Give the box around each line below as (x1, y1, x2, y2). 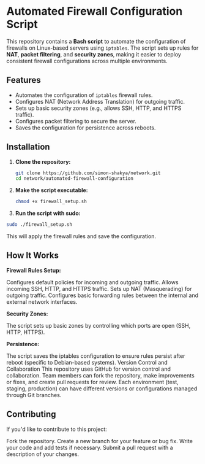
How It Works (6, 250, 59, 261)
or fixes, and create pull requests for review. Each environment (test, (6, 378, 179, 385)
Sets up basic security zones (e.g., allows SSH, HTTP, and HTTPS (15, 104, 182, 112)
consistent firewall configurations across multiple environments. (6, 57, 168, 64)
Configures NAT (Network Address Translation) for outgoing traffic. (15, 98, 185, 105)
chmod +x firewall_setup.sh (15, 198, 87, 205)
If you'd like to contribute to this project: (6, 425, 107, 433)
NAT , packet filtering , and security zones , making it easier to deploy (6, 50, 182, 58)
